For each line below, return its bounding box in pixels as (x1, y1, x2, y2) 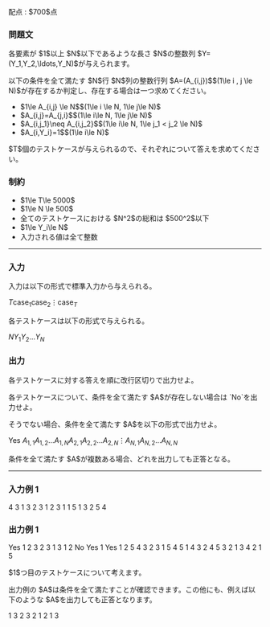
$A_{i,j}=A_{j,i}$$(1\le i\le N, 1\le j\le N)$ (19, 111, 153, 121)
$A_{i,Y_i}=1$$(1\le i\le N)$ (19, 128, 110, 137)
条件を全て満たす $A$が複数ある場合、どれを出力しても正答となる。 (8, 453, 235, 464)
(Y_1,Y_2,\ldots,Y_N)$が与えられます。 (8, 59, 134, 68)
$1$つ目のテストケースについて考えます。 (8, 568, 146, 577)
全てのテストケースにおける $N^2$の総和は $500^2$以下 (19, 213, 210, 223)
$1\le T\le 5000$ (19, 195, 76, 205)
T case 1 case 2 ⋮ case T (8, 297, 78, 309)
